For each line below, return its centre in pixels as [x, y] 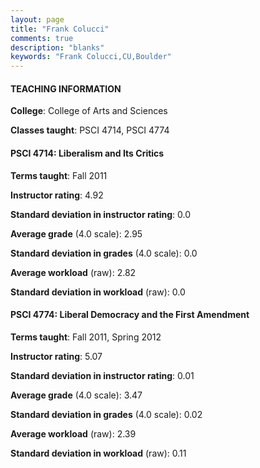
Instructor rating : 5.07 [56, 356]
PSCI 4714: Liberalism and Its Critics [87, 153]
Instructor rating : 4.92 [57, 195]
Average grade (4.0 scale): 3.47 [76, 395]
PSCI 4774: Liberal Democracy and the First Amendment [130, 315]
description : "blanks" [57, 47]
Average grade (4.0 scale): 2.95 [76, 233]
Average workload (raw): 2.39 [73, 433]
